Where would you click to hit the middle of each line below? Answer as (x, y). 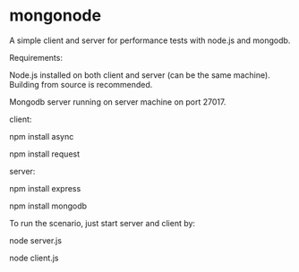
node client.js (34, 258)
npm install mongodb (48, 206)
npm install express (45, 188)
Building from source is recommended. (81, 84)
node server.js (36, 240)
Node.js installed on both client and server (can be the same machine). (140, 75)
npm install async (42, 136)
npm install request (45, 154)
